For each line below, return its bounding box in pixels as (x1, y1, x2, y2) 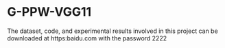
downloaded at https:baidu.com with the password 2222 (7, 34, 167, 42)
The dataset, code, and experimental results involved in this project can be (7, 27, 218, 35)
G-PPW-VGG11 (7, 4, 92, 20)
